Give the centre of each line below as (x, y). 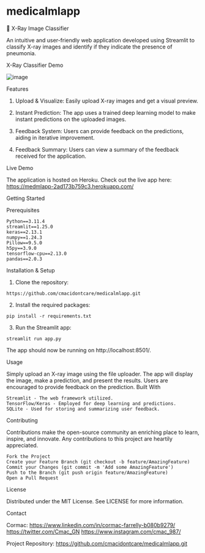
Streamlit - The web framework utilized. (60, 398)
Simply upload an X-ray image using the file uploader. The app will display (100, 374)
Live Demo (20, 168)
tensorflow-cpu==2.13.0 (37, 253)
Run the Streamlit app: (43, 327)
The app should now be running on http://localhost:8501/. (79, 350)
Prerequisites (23, 210)
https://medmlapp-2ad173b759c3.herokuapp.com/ (70, 186)
